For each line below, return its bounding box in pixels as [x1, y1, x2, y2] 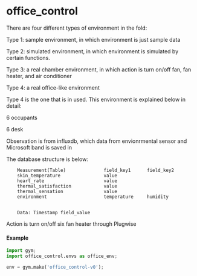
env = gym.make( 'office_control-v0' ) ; [6, 264, 104, 270]
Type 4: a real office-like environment [6, 84, 100, 91]
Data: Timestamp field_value [17, 209, 91, 215]
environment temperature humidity [17, 194, 169, 200]
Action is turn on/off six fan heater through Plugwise [6, 220, 137, 228]
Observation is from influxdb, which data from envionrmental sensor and [6, 137, 187, 145]
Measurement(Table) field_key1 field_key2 [17, 167, 174, 173]
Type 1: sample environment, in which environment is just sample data [6, 36, 181, 43]
